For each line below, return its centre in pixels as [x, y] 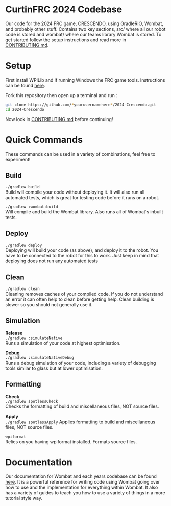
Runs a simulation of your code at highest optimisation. [63, 343]
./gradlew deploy [24, 245]
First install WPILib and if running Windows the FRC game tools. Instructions [85, 80]
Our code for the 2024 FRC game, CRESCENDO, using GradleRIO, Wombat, [84, 23]
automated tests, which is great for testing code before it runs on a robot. [82, 198]
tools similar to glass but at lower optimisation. [54, 368]
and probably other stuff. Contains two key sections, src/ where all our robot [86, 29]
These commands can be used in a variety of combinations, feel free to [80, 154]
